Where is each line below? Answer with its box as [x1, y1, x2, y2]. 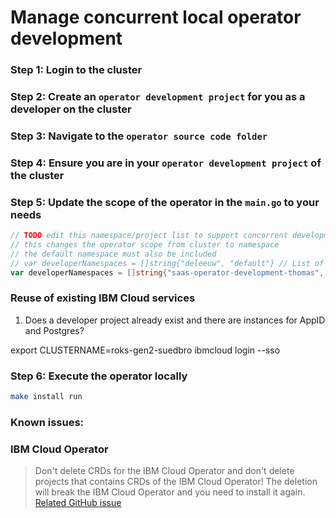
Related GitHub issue [34, 497, 122, 509]
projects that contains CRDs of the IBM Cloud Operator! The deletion [34, 476, 318, 488]
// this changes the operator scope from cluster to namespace [10, 240, 280, 250]
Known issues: [10, 415, 85, 429]
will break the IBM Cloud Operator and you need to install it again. [34, 486, 306, 498]
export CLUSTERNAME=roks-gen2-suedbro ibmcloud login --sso [10, 344, 281, 356]
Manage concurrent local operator [10, 6, 302, 29]
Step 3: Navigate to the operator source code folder [10, 129, 268, 143]
